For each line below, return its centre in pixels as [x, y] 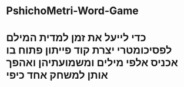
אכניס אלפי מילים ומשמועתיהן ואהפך [92, 63]
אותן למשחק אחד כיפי [57, 75]
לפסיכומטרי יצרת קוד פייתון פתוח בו [89, 50]
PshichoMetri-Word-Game [73, 11]
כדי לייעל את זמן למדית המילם [76, 38]
